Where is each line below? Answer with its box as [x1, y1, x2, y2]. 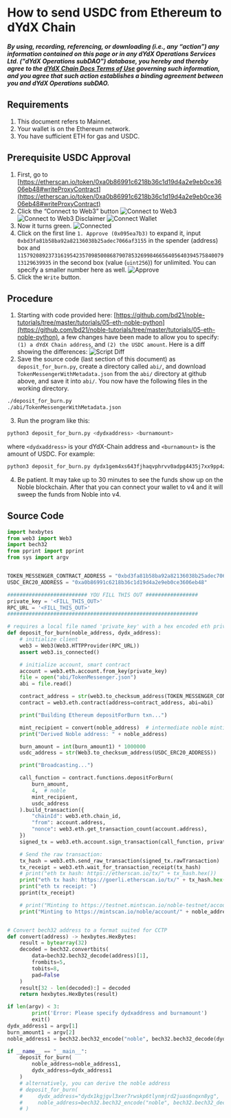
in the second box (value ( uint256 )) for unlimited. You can [52, 258, 217, 266]
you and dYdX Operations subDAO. [7, 79, 110, 87]
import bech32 [7, 541, 48, 548]
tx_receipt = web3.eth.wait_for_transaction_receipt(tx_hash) [19, 864, 201, 870]
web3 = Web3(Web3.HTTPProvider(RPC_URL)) [19, 642, 140, 649]
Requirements [7, 99, 69, 111]
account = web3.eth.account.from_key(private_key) [19, 668, 168, 675]
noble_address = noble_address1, [32, 1061, 122, 1068]
